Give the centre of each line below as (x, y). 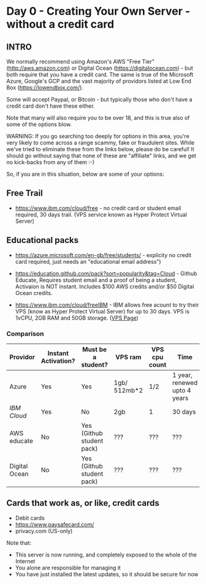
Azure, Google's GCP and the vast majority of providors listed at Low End (99, 81)
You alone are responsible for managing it (68, 567)
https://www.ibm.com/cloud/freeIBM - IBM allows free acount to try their (107, 305)
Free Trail (25, 193)
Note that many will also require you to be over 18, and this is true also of (98, 118)
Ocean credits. (34, 293)
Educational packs (42, 240)
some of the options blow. (39, 124)
